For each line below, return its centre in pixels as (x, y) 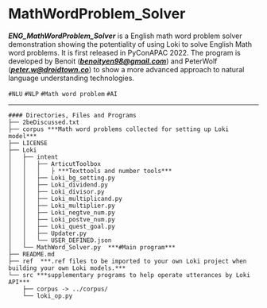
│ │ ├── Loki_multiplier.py (62, 206)
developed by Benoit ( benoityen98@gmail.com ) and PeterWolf (113, 61)
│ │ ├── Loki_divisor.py (56, 191)
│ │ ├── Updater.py (48, 233)
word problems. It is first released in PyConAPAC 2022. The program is (124, 52)
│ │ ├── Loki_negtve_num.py (62, 212)
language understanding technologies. (72, 78)
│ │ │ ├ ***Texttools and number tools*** (90, 171)
